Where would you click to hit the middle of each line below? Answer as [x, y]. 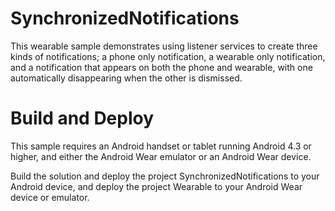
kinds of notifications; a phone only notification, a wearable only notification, [168, 56]
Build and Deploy [82, 118]
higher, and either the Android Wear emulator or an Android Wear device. [161, 156]
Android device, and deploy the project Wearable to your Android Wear [156, 186]
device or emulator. [50, 197]
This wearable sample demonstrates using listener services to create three [164, 46]
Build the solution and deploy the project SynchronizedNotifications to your [165, 176]
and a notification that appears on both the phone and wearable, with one [161, 67]
